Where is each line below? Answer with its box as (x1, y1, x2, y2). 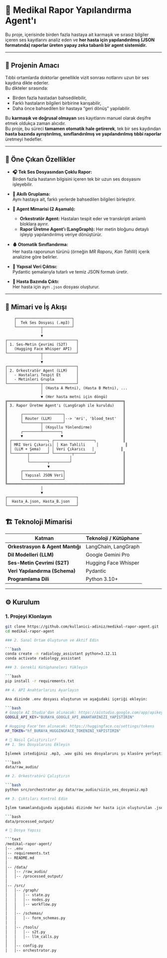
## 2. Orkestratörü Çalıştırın (5, 774, 70, 779)
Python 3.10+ (85, 575, 118, 582)
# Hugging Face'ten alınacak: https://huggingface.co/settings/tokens (5, 724, 155, 729)
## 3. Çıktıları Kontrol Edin (5, 796, 68, 801)
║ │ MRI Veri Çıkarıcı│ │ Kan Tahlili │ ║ (5, 442, 128, 447)
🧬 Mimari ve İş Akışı (5, 302, 67, 311)
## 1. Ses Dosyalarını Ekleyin (5, 742, 70, 747)
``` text (5, 837, 21, 842)
